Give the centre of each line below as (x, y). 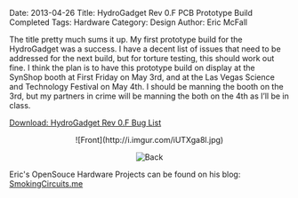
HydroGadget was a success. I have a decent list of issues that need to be (145, 49)
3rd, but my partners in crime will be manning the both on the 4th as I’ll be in (149, 96)
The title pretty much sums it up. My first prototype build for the (126, 40)
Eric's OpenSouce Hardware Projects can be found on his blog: (125, 174)
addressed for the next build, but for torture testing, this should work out (142, 58)
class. (20, 105)
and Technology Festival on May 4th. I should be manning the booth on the (146, 87)
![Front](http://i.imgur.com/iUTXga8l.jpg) (149, 140)
